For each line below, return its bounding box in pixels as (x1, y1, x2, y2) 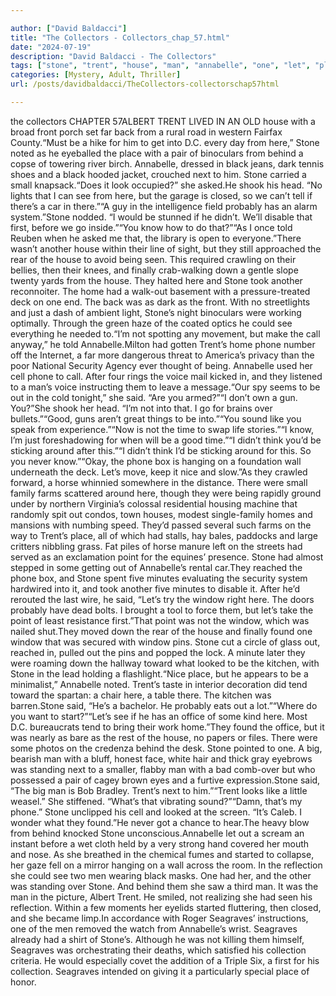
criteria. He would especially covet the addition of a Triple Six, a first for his (10, 954, 320, 966)
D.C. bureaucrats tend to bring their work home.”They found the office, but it (10, 721, 325, 733)
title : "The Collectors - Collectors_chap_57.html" (10, 32, 230, 43)
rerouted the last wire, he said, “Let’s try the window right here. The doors (10, 593, 315, 605)
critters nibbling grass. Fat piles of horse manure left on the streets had (10, 540, 303, 552)
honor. (10, 976, 37, 988)
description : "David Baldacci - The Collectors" (10, 51, 217, 61)
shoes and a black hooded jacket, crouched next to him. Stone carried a (10, 168, 307, 180)
